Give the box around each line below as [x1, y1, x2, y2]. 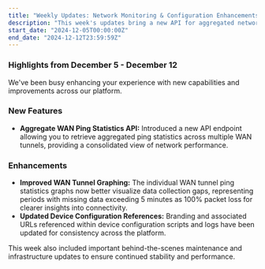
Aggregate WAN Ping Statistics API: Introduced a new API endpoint [19, 123, 242, 133]
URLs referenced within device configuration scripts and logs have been [19, 220, 255, 230]
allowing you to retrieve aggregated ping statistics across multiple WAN [19, 132, 252, 141]
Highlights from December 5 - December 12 [8, 60, 177, 71]
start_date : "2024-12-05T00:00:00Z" [8, 26, 129, 34]
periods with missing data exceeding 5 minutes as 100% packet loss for [19, 195, 253, 204]
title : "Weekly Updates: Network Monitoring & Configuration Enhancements [8, 11, 259, 20]
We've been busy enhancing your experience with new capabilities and [8, 77, 240, 87]
